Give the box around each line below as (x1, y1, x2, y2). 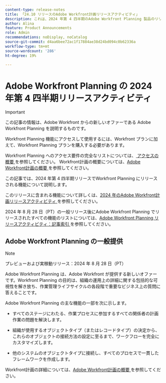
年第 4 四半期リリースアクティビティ (5, 92, 152, 104)
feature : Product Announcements (5, 26, 72, 31)
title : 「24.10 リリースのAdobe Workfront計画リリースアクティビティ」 (5, 12, 140, 17)
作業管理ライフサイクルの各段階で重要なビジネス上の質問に (39, 283, 161, 289)
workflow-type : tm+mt (5, 44, 50, 49)
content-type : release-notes (5, 7, 65, 12)
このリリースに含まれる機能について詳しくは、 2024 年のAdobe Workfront (5, 192, 156, 198)
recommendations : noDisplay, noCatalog (5, 35, 87, 40)
